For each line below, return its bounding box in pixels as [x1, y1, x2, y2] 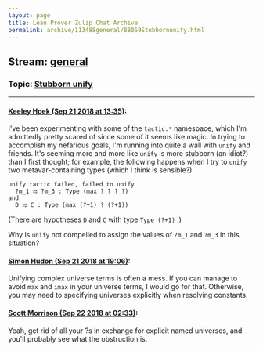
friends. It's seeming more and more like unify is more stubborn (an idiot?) [8, 149, 249, 158]
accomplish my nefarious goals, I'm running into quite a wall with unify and [8, 140, 250, 150]
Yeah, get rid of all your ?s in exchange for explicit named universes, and [8, 326, 243, 335]
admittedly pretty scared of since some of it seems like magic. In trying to [8, 132, 246, 142]
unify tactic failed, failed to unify [8, 181, 135, 189]
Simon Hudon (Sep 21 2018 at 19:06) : [8, 256, 131, 266]
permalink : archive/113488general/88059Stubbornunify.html [8, 26, 205, 34]
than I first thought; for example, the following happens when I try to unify [8, 157, 247, 167]
